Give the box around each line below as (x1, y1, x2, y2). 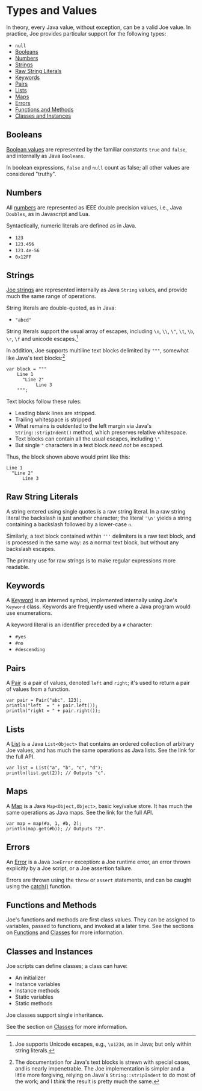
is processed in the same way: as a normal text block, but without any (6, 538, 179, 546)
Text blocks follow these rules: (6, 398, 82, 405)
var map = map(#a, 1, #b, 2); (6, 820, 82, 827)
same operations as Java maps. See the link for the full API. (6, 809, 154, 816)
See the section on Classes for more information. (6, 1023, 127, 1031)
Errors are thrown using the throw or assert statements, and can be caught (6, 876, 191, 883)
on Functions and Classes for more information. (6, 929, 124, 936)
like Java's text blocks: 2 (6, 354, 66, 361)
